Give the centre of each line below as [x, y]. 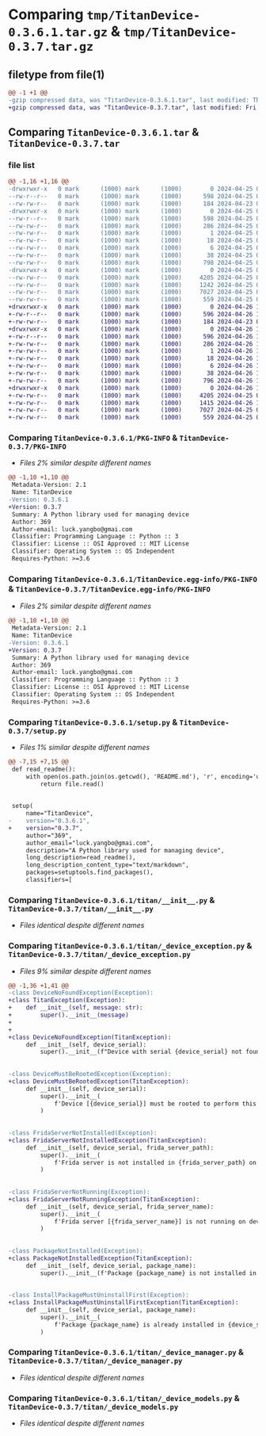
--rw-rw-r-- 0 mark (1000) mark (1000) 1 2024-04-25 [131, 233]
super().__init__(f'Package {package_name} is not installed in [148, 1273]
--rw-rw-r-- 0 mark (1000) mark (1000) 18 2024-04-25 [131, 241]
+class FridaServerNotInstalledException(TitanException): [108, 1140]
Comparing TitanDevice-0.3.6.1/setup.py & [93, 722]
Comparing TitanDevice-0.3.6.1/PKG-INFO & [93, 438]
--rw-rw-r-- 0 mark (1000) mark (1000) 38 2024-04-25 [131, 255]
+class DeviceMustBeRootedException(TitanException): [99, 1081]
